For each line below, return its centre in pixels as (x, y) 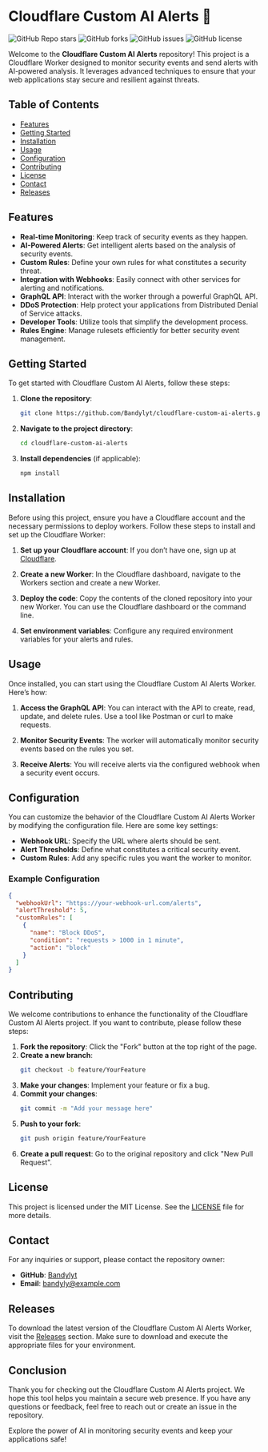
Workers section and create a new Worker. (90, 582)
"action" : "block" (60, 947)
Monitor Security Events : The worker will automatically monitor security (139, 740)
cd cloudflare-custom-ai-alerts (74, 444)
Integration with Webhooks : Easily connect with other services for (130, 279)
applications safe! (37, 1439)
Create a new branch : (56, 1056)
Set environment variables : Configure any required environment (126, 630)
